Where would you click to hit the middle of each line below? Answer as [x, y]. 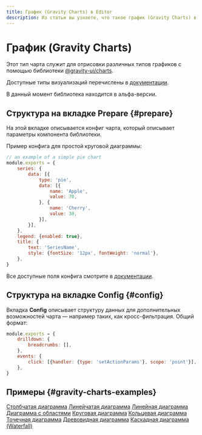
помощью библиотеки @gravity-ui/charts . [60, 71]
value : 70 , [63, 197]
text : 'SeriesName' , [54, 248]
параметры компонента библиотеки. [54, 135]
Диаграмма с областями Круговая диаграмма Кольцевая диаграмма [96, 413]
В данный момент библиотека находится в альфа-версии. [82, 94]
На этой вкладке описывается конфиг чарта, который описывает [90, 128]
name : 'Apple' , [69, 191]
